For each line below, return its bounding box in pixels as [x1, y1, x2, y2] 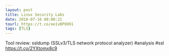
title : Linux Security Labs [5, 12, 65, 17]
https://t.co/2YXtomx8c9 [5, 45, 57, 51]
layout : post [5, 7, 33, 13]
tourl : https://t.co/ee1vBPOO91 [5, 21, 74, 27]
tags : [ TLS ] [5, 26, 30, 31]
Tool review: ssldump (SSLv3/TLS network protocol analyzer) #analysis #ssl [5, 40, 164, 46]
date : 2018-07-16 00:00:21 [5, 17, 62, 22]
